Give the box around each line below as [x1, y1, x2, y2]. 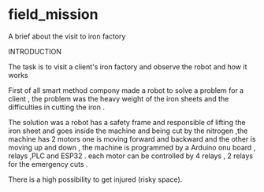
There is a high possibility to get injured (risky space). [8, 175, 183, 184]
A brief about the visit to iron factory [8, 31, 126, 41]
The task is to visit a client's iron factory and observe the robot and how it [8, 61, 247, 72]
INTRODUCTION [8, 46, 61, 56]
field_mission [8, 6, 99, 24]
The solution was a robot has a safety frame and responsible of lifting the [8, 117, 246, 127]
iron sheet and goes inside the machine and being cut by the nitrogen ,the [8, 126, 248, 135]
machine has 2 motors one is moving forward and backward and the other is [8, 134, 256, 143]
